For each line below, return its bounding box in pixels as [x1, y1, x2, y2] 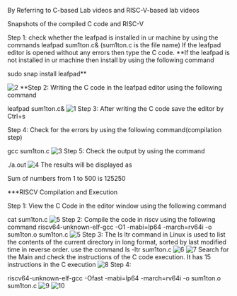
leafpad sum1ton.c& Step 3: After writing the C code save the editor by [7, 105, 224, 112]
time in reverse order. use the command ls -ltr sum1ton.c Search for [7, 245, 229, 254]
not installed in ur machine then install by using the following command [7, 56, 214, 64]
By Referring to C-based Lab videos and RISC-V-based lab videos [7, 6, 200, 14]
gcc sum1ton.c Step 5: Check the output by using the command [7, 147, 205, 155]
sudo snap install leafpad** [7, 70, 87, 78]
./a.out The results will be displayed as [7, 160, 132, 169]
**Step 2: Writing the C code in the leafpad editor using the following [20, 83, 223, 91]
